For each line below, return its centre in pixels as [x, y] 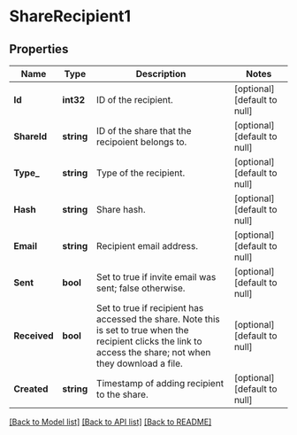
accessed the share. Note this [158, 319]
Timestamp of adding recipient [160, 383]
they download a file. [139, 363]
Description [161, 74]
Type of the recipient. [141, 173]
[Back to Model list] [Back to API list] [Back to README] [110, 422]
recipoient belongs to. [141, 142]
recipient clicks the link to [149, 341]
